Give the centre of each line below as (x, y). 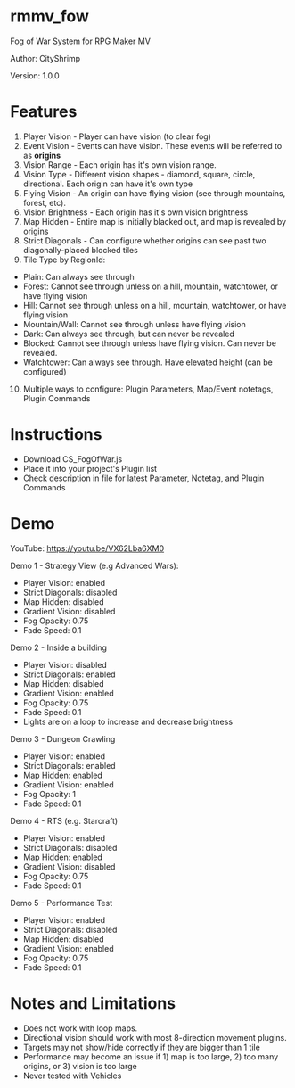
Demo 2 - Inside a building (59, 647)
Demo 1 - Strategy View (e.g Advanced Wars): (94, 565)
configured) (45, 371)
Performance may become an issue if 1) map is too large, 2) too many (151, 1056)
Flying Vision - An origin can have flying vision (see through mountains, (154, 193)
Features (44, 112)
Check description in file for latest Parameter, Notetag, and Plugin (143, 478)
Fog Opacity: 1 (49, 794)
